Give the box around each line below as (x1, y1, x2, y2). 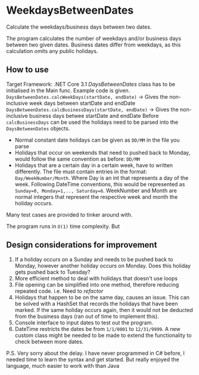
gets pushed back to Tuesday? (14, 268, 91, 276)
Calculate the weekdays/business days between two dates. (6, 23, 152, 30)
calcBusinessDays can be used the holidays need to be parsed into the (6, 118, 179, 126)
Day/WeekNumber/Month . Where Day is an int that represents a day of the (14, 174, 189, 182)
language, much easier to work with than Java (6, 362, 120, 369)
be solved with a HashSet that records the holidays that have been (14, 300, 178, 307)
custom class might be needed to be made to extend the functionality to (14, 332, 192, 339)
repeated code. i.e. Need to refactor (14, 287, 104, 295)
